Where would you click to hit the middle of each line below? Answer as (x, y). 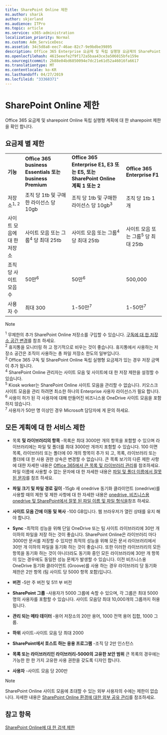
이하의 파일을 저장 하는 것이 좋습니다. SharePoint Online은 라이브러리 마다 (84, 534)
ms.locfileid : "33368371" (32, 79)
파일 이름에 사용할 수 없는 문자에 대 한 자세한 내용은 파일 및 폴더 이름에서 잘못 (87, 472)
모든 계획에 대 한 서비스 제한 (45, 428)
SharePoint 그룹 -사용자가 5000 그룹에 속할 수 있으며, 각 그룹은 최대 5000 (85, 593)
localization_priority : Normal (38, 38)
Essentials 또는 (43, 172)
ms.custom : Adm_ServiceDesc (34, 42)
